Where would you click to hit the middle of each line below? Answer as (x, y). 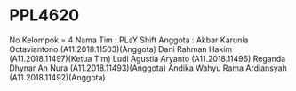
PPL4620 (44, 15)
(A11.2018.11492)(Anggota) (57, 77)
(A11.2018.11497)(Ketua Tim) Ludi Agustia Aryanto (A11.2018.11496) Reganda (148, 58)
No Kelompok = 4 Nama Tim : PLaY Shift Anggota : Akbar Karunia (129, 40)
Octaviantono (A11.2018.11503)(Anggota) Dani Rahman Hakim (121, 49)
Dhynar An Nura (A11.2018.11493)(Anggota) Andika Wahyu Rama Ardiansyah (148, 68)
